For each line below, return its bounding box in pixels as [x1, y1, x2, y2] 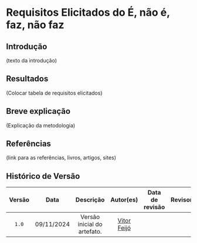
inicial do [77, 220, 103, 228]
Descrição [75, 196, 105, 204]
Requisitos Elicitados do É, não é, [6, 6, 170, 19]
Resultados [6, 74, 49, 84]
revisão [143, 203, 165, 211]
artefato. [78, 228, 102, 236]
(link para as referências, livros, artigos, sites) [6, 154, 116, 161]
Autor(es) [110, 196, 138, 204]
